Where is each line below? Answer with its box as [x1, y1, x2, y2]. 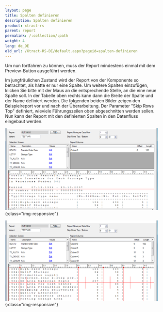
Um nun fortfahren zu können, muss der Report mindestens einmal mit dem [5, 62, 156, 68]
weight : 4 [5, 39, 25, 44]
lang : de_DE [5, 44, 29, 48]
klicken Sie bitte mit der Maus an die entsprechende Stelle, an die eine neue [5, 87, 157, 93]
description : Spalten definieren [5, 18, 73, 23]
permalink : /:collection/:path [5, 33, 68, 38]
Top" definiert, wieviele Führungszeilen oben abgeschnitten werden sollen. [5, 108, 155, 114]
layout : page [5, 8, 32, 13]
